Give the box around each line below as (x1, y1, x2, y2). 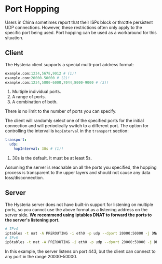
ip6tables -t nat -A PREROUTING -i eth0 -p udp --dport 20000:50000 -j (5, 240, 152, 245)
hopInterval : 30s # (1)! (13, 147, 64, 151)
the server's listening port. (5, 217, 60, 223)
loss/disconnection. (5, 175, 44, 180)
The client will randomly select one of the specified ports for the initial (5, 117, 144, 124)
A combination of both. (12, 99, 58, 105)
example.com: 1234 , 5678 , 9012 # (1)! (5, 71, 77, 76)
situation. (5, 35, 24, 41)
